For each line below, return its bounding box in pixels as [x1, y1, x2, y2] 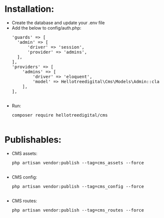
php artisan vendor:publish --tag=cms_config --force [11, 184, 144, 189]
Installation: [4, 3, 55, 15]
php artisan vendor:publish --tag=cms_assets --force [11, 160, 144, 165]
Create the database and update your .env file [11, 20, 105, 26]
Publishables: [4, 134, 62, 146]
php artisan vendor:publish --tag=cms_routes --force [11, 207, 144, 213]
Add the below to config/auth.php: [11, 25, 82, 31]
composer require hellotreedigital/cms [11, 112, 108, 118]
